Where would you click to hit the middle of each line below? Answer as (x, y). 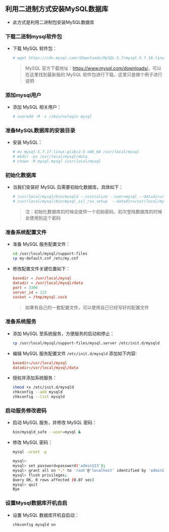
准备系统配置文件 (26, 232)
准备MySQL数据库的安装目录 (40, 131)
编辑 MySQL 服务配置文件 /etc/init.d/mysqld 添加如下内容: (75, 353)
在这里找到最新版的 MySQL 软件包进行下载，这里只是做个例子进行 (94, 74)
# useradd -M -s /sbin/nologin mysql (52, 117)
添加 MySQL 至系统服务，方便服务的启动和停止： (63, 333)
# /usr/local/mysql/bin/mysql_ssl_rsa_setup (60, 201)
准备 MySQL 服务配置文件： (41, 244)
